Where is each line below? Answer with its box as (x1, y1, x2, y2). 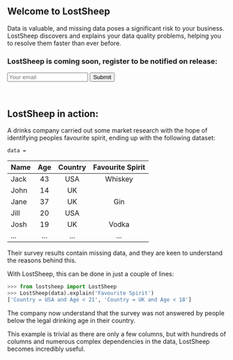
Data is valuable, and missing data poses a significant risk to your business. (7, 24, 225, 32)
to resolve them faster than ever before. (7, 38, 122, 47)
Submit (93, 73, 112, 81)
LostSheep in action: (7, 107, 99, 119)
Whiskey (105, 174, 134, 183)
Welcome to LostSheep (7, 6, 110, 17)
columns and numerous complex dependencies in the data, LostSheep (7, 337, 211, 345)
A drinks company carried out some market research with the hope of (7, 126, 208, 135)
